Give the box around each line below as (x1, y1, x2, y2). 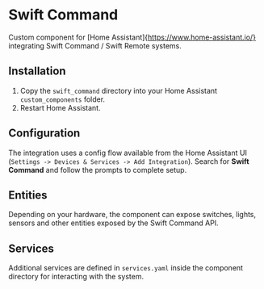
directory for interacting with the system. (8, 272, 144, 282)
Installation (8, 65, 66, 78)
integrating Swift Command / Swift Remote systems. (8, 40, 182, 50)
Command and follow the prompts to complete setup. (8, 165, 187, 174)
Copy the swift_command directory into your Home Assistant (19, 86, 218, 95)
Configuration (8, 127, 81, 140)
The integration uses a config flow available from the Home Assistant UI (8, 148, 248, 157)
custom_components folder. (19, 94, 106, 104)
